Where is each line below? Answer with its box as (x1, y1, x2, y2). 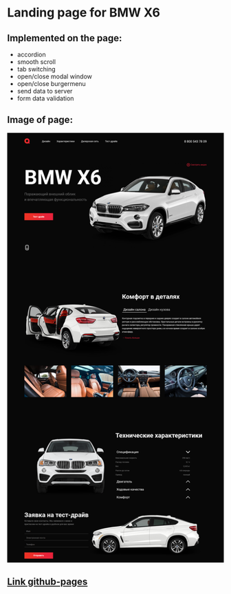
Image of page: (7, 114, 74, 126)
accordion (16, 50, 46, 58)
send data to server (16, 87, 73, 95)
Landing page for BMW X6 (7, 5, 160, 21)
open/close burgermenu (16, 80, 86, 87)
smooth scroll (16, 58, 56, 66)
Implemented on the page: (7, 32, 122, 44)
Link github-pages (7, 576, 88, 588)
